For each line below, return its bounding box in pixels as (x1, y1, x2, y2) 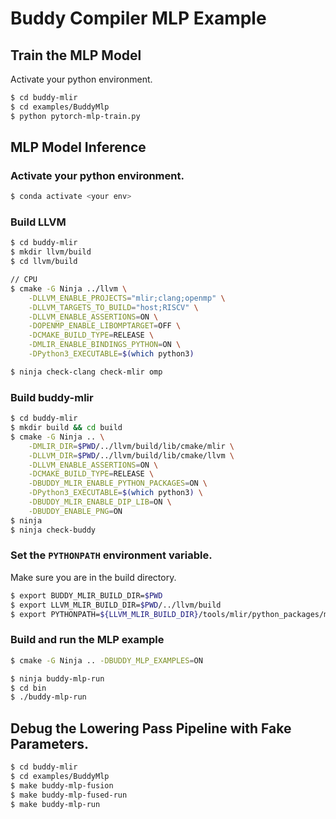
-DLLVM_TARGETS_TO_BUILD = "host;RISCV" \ (28, 302, 199, 312)
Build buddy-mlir (10, 390, 94, 404)
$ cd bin (10, 683, 47, 693)
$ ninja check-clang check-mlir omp (10, 367, 163, 377)
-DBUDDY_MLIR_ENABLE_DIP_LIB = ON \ (28, 497, 172, 507)
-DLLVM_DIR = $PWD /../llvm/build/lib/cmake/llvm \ (28, 450, 235, 461)
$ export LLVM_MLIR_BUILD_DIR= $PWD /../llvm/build (10, 600, 222, 610)
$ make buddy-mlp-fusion (10, 780, 114, 791)
